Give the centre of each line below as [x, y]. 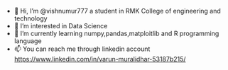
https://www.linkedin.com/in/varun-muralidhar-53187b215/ [100, 59]
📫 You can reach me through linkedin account [82, 49]
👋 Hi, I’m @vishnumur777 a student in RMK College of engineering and [118, 11]
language [28, 41]
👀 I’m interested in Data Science [61, 26]
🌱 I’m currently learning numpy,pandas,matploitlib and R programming [116, 33]
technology [31, 18]
